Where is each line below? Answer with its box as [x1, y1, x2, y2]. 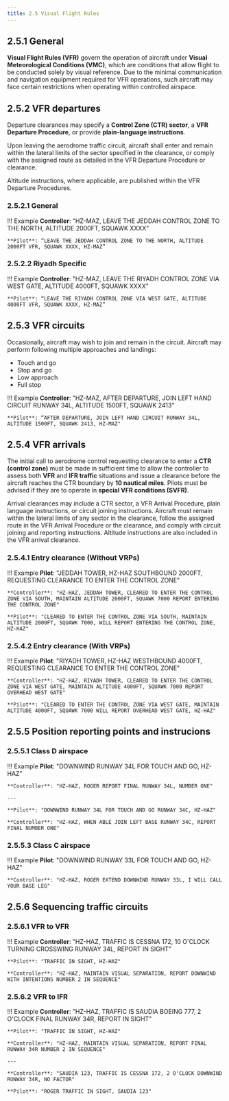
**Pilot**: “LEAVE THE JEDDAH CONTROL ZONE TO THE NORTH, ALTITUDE [7, 237, 204, 244]
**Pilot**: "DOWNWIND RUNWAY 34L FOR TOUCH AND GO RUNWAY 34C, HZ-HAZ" [7, 807, 216, 814]
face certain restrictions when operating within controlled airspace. [7, 83, 197, 91]
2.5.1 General [7, 36, 64, 47]
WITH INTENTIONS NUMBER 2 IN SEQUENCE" [7, 975, 121, 983]
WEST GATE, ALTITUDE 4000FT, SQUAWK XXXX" [7, 282, 149, 290]
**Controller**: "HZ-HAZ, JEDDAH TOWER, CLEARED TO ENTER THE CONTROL [7, 589, 213, 596]
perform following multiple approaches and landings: [7, 345, 156, 353]
